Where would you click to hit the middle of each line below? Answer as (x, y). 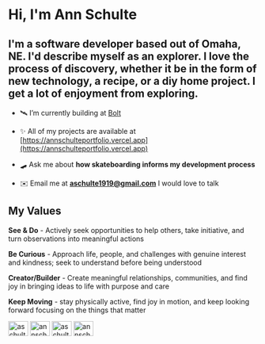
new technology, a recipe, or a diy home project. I (132, 81)
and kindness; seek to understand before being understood (105, 262)
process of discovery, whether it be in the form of (132, 69)
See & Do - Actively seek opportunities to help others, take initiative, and (126, 230)
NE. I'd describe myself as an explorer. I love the (129, 56)
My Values (35, 211)
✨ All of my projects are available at (78, 131)
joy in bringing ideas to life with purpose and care (89, 286)
